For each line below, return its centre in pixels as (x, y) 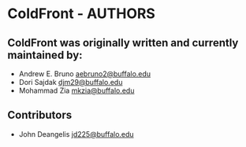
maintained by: (45, 55)
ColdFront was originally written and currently (123, 43)
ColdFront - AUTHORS (81, 14)
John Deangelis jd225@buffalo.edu (76, 134)
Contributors (40, 115)
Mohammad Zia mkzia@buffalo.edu (76, 90)
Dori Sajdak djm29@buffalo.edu (71, 82)
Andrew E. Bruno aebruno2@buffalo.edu (85, 74)
